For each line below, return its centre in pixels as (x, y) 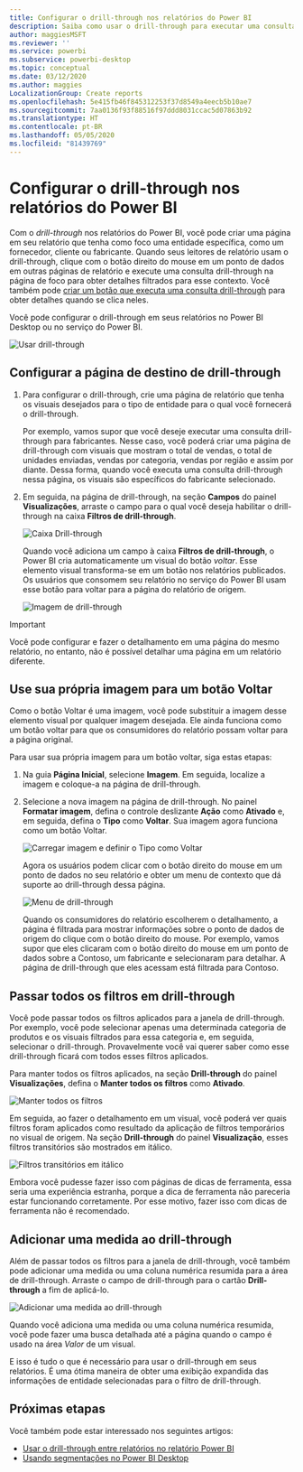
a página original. (41, 740)
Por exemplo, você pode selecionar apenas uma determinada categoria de (148, 1028)
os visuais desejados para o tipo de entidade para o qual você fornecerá (157, 404)
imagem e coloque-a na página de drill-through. (111, 784)
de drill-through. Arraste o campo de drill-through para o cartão (128, 1280)
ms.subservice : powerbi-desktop (70, 60)
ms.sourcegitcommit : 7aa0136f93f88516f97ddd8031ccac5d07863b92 (131, 110)
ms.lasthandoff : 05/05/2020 (62, 135)
